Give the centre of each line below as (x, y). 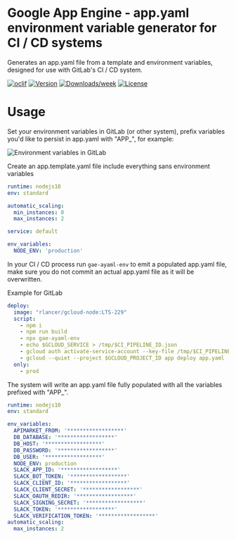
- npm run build (44, 332)
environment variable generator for (112, 28)
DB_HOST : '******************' (59, 444)
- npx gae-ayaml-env (50, 338)
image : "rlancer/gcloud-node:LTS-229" (71, 312)
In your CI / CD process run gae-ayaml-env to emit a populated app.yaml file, (117, 264)
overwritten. (25, 279)
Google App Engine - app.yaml (98, 13)
